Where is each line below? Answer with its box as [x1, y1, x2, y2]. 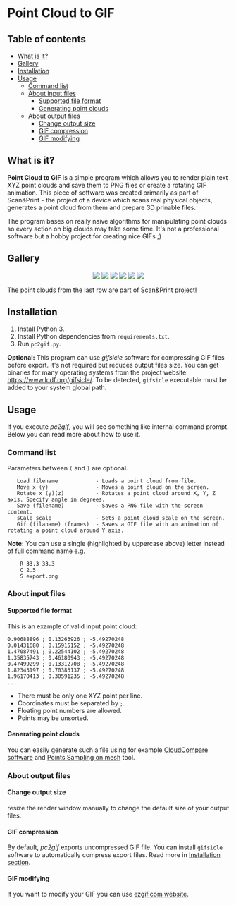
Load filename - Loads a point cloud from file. [16, 478, 197, 485]
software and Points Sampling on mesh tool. [7, 753, 135, 761]
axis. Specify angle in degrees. [7, 496, 106, 503]
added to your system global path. [7, 383, 107, 392]
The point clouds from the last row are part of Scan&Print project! [7, 286, 197, 294]
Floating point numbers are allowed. [17, 706, 122, 715]
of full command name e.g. [7, 547, 86, 555]
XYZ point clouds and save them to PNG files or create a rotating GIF [7, 181, 206, 189]
